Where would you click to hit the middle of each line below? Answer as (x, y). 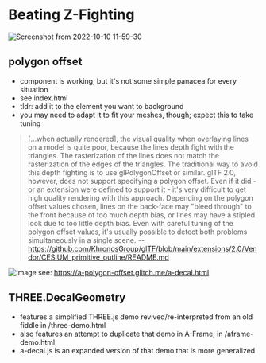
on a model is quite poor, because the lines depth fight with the (131, 147)
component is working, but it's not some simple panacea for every (128, 80)
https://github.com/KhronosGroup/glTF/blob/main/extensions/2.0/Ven (142, 248)
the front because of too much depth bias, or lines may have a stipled (141, 215)
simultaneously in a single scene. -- (86, 240)
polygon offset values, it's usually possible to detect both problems (137, 232)
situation (34, 89)
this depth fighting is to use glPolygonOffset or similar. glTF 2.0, (132, 172)
